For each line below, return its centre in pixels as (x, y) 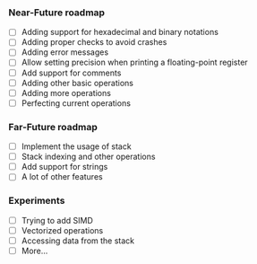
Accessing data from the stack (78, 241)
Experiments (37, 201)
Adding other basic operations (77, 83)
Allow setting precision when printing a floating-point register (134, 62)
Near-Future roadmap (56, 13)
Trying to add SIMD (57, 220)
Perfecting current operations (76, 103)
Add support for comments (71, 73)
